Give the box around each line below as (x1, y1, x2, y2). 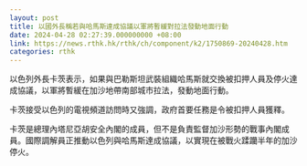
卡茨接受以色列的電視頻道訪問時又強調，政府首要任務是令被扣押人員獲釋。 (9, 104, 290, 115)
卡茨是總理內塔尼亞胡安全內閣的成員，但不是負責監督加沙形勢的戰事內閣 (9, 124, 281, 135)
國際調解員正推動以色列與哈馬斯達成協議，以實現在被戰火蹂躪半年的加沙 (25, 135, 298, 146)
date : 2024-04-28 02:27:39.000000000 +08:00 (9, 30, 182, 39)
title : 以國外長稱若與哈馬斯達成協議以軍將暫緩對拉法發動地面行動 (9, 22, 229, 31)
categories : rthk (9, 47, 76, 57)
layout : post (9, 13, 59, 23)
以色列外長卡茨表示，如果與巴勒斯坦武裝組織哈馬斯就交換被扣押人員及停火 (9, 74, 290, 85)
